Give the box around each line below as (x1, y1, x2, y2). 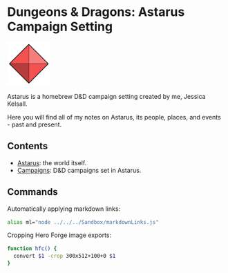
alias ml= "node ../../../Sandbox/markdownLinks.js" (7, 218, 159, 225)
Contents (7, 140, 48, 152)
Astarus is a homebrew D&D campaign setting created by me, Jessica (7, 92, 206, 100)
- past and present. (7, 120, 62, 129)
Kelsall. (7, 100, 28, 108)
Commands (7, 186, 59, 198)
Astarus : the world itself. (17, 158, 87, 167)
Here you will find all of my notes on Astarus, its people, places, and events (7, 113, 221, 121)
